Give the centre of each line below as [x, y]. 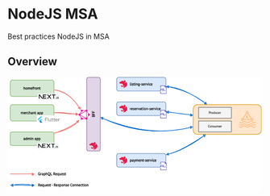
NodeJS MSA [53, 14]
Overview [33, 62]
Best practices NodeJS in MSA [58, 36]
